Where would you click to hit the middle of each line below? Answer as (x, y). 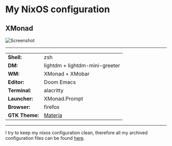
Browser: (19, 107)
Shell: (15, 57)
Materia (53, 115)
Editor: (16, 82)
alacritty (54, 90)
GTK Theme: (24, 115)
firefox (52, 107)
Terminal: (20, 90)
